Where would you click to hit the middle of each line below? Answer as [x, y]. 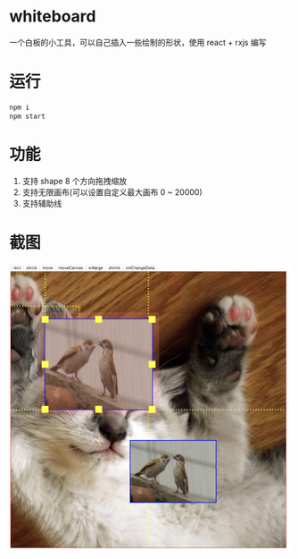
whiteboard [53, 17]
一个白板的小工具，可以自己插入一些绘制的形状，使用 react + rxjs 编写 [138, 42]
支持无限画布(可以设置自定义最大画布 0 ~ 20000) [112, 192]
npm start [28, 116]
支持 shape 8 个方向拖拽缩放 [74, 181]
